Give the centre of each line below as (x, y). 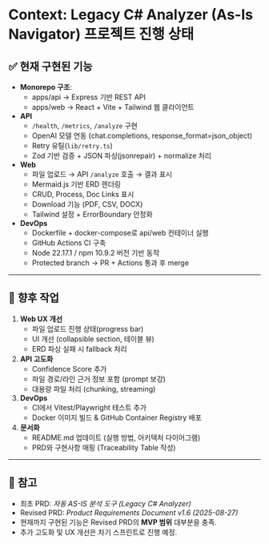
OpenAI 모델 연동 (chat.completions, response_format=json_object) (142, 135)
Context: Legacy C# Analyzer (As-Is (131, 15)
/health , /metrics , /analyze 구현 (84, 125)
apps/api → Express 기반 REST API (89, 97)
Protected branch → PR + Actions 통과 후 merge (110, 263)
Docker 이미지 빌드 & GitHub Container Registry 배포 (117, 417)
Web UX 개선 (41, 319)
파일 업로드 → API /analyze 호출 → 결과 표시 (102, 174)
